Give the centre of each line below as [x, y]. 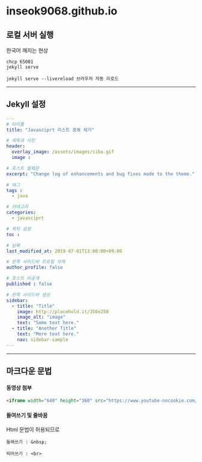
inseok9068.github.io [62, 11]
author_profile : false [35, 267]
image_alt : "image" [41, 317]
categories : [21, 213]
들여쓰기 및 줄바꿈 [27, 415]
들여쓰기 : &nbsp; [27, 442]
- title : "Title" [33, 306]
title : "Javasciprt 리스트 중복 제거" [50, 130]
